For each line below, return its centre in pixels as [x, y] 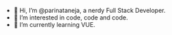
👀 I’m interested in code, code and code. [71, 17]
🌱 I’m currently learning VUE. [54, 25]
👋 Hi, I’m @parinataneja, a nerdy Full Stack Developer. [89, 10]
